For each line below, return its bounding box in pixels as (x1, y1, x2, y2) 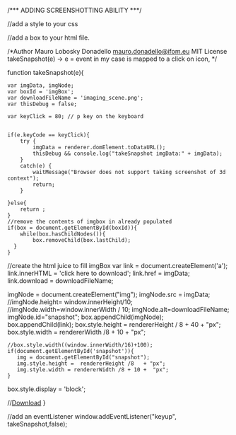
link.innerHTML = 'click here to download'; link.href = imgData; (7, 269, 190, 277)
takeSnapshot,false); (7, 420, 68, 428)
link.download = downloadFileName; (7, 277, 114, 285)
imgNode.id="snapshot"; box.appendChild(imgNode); (7, 313, 164, 321)
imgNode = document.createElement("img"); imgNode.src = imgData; (7, 290, 211, 298)
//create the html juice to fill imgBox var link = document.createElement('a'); (7, 262, 228, 269)
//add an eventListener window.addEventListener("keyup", (7, 412, 177, 420)
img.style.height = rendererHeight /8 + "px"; (16, 360, 166, 367)
